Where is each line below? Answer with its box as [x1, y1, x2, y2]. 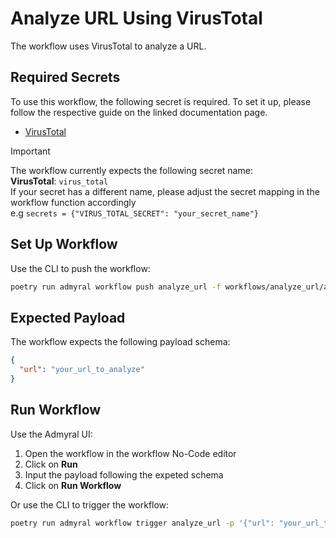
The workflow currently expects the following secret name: [10, 164, 253, 176]
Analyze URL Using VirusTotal [10, 7, 263, 30]
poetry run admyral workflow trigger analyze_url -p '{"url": [10, 518, 275, 528]
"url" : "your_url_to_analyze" [19, 365, 145, 375]
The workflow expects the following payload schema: [10, 336, 231, 348]
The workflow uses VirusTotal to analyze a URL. [10, 40, 207, 52]
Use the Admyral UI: [10, 428, 93, 440]
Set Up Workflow [10, 236, 118, 253]
